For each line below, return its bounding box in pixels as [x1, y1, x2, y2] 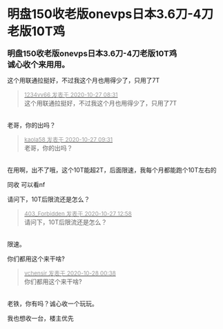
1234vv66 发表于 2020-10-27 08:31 [23, 90, 119, 99]
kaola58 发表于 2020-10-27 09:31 [23, 135, 113, 143]
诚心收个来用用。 [7, 59, 70, 70]
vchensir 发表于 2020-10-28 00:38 [23, 269, 116, 277]
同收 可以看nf [7, 180, 46, 188]
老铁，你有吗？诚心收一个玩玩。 [7, 299, 98, 308]
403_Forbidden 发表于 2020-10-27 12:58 [23, 210, 133, 217]
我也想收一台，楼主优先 [7, 314, 74, 322]
